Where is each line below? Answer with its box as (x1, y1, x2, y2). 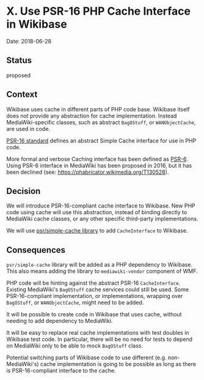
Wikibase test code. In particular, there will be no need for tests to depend (6, 335, 193, 343)
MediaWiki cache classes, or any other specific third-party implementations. (6, 215, 199, 223)
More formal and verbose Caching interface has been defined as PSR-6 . (6, 155, 188, 163)
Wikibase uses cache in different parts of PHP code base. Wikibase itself (6, 105, 190, 113)
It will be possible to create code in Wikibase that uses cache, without (6, 311, 182, 318)
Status (6, 55, 32, 65)
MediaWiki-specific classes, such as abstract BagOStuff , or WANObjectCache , (6, 118, 196, 126)
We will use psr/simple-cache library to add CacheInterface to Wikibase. (6, 227, 188, 234)
